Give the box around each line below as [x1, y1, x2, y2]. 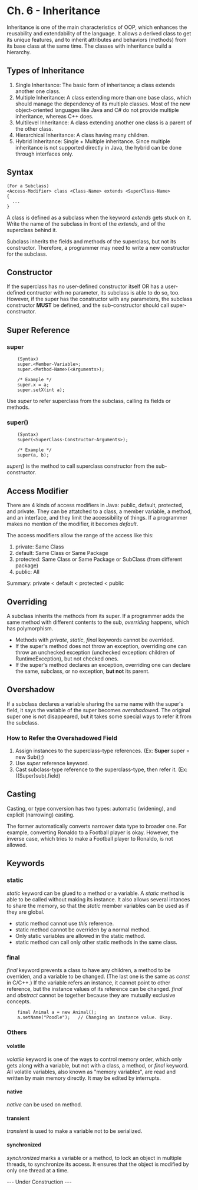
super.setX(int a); [17, 387, 65, 393]
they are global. [6, 908, 45, 915]
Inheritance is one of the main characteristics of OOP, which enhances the [6, 24, 187, 31]
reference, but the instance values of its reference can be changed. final [6, 985, 183, 992]
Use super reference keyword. [15, 760, 90, 767]
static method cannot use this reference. [15, 920, 114, 927]
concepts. [6, 997, 31, 1005]
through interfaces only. [15, 150, 74, 157]
